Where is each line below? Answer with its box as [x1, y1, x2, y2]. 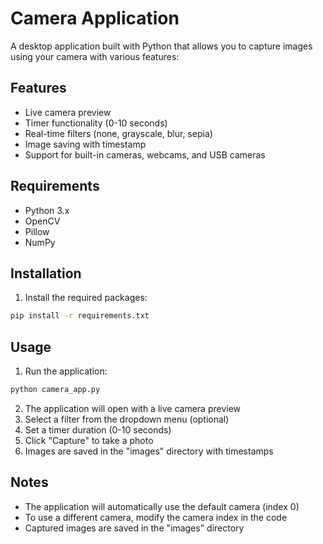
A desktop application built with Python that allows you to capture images [10, 40, 313, 52]
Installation [10, 265, 82, 282]
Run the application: [24, 365, 108, 377]
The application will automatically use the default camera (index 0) [24, 500, 300, 512]
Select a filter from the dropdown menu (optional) [24, 413, 230, 425]
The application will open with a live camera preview [24, 402, 242, 414]
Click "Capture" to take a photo [24, 434, 154, 446]
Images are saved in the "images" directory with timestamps [24, 445, 274, 457]
